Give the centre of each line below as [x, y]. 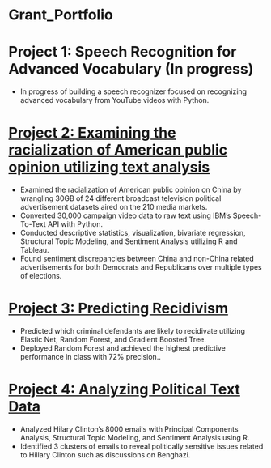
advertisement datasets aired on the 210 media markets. [114, 207]
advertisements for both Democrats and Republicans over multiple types [141, 267]
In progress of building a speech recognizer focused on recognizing [133, 91]
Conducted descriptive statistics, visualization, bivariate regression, [133, 233]
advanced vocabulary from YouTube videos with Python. [114, 100]
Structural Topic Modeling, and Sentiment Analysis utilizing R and [129, 241]
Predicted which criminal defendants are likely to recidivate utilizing [132, 331]
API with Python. [75, 224]
